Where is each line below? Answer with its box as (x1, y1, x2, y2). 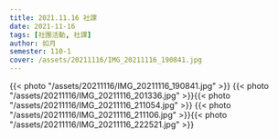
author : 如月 (9, 38, 57, 48)
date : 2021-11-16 (9, 22, 76, 31)
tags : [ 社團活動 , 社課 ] (9, 30, 92, 39)
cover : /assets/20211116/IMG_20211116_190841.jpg (9, 55, 203, 65)
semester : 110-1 (9, 47, 71, 56)
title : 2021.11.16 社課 (9, 13, 98, 23)
